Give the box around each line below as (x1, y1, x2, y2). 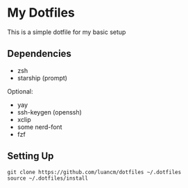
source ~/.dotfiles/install (7, 175, 89, 182)
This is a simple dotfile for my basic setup (7, 28, 126, 36)
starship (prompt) (17, 74, 68, 82)
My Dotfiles (7, 5, 75, 21)
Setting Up (7, 151, 54, 162)
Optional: (7, 87, 33, 95)
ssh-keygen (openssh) (17, 108, 82, 116)
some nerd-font (17, 123, 62, 131)
